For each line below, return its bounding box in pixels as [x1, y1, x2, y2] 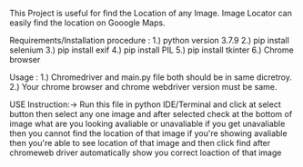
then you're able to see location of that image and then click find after [9, 138, 271, 148]
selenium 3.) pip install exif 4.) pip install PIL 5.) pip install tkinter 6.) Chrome [9, 44, 294, 55]
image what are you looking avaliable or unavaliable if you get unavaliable [9, 118, 286, 129]
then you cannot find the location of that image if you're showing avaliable [9, 128, 288, 139]
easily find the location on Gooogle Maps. [9, 17, 166, 28]
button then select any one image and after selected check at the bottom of [9, 109, 293, 119]
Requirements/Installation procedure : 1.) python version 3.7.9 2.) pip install [9, 35, 289, 45]
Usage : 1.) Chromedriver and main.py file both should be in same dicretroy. [9, 72, 293, 83]
